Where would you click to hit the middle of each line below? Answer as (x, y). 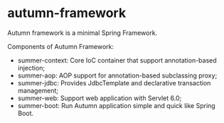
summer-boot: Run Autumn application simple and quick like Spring (116, 105)
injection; (31, 68)
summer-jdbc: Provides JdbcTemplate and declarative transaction (114, 82)
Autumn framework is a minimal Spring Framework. (82, 33)
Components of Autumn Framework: (61, 46)
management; (38, 90)
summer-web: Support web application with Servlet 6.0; (100, 98)
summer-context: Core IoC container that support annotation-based (117, 60)
